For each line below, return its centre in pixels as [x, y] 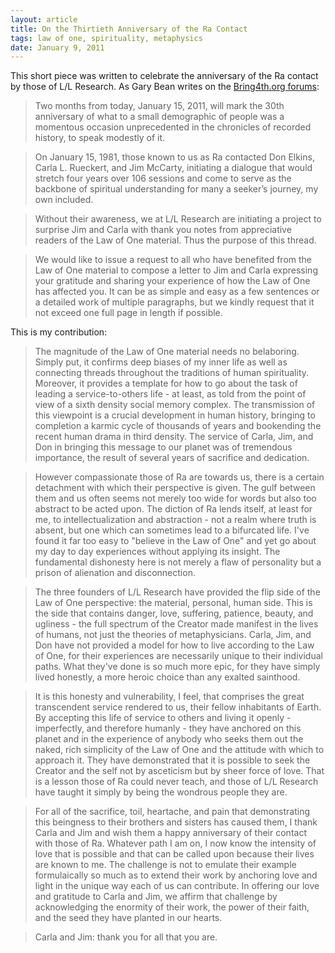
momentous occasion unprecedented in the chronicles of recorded [173, 127]
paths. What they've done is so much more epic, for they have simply [177, 667]
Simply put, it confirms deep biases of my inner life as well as [161, 362]
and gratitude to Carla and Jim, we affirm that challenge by [156, 897]
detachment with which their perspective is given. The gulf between [175, 488]
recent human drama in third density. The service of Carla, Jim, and [174, 437]
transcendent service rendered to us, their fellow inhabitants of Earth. [178, 707]
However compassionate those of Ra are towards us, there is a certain [179, 477]
